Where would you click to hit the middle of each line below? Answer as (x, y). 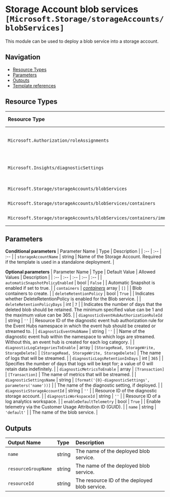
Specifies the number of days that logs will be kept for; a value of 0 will (79, 364)
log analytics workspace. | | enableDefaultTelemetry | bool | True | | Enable (83, 401)
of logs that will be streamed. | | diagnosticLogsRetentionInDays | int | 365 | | (84, 358)
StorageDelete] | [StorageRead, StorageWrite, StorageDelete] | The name (83, 353)
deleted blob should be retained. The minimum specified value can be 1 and (84, 310)
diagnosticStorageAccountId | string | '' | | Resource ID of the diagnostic (81, 391)
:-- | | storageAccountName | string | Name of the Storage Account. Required (83, 257)
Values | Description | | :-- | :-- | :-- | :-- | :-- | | (54, 277)
